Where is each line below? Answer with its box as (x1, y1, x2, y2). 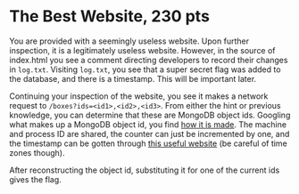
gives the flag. (9, 174, 62, 184)
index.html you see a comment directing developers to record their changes (9, 54, 288, 65)
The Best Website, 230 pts (9, 6, 210, 27)
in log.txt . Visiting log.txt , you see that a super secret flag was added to (9, 64, 281, 75)
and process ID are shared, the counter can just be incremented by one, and (9, 128, 290, 139)
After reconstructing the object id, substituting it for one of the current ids (9, 165, 280, 175)
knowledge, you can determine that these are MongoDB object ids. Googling (9, 109, 291, 120)
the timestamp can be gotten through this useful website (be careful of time (9, 138, 287, 149)
